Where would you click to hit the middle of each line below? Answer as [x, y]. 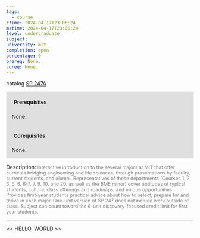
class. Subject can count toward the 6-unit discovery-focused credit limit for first [97, 206]
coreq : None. [22, 67]
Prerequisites [30, 102]
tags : [13, 12]
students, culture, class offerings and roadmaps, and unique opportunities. [90, 190]
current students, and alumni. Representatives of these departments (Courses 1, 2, [99, 179]
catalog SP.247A [26, 84]
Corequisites [30, 136]
